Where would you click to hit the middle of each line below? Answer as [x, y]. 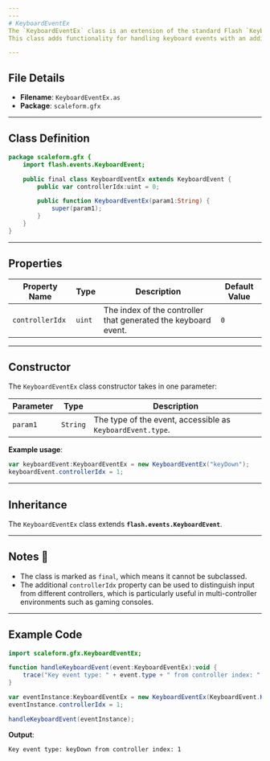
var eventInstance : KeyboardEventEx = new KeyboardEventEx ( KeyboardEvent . [135, 697]
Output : [21, 734]
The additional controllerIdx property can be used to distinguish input [137, 585]
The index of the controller [153, 310]
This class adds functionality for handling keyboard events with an [127, 38]
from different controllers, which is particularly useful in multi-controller [138, 593]
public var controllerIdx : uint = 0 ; [98, 187]
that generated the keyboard [157, 320]
